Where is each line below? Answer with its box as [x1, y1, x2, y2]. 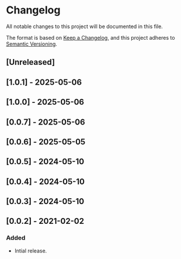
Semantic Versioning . [6, 40, 57, 47]
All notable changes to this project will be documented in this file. [6, 23, 163, 30]
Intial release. [14, 247, 47, 254]
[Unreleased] [6, 57, 55, 67]
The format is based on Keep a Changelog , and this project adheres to [6, 34, 175, 41]
